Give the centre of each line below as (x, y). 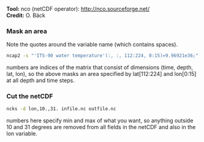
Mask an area (27, 31)
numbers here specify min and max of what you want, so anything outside (100, 121)
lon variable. (22, 133)
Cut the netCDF (30, 96)
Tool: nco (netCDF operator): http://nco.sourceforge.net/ (78, 9)
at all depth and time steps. (41, 80)
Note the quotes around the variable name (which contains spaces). (92, 45)
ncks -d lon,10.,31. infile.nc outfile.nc (61, 109)
